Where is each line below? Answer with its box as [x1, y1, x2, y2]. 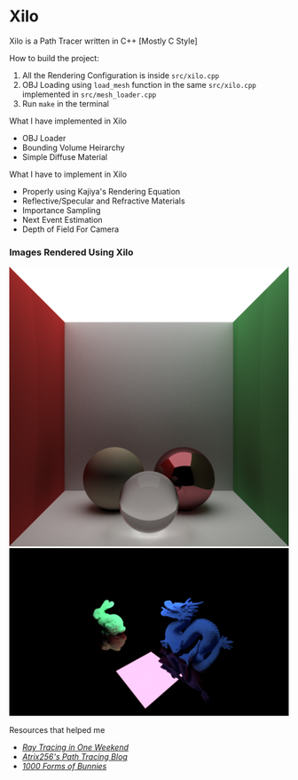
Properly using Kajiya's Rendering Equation [21, 186, 181, 196]
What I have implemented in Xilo [9, 115, 127, 126]
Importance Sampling [21, 204, 101, 215]
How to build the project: [9, 52, 99, 63]
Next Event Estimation [21, 214, 104, 225]
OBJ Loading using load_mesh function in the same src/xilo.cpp [21, 79, 257, 90]
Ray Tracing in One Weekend [21, 742, 129, 752]
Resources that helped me [9, 725, 106, 736]
